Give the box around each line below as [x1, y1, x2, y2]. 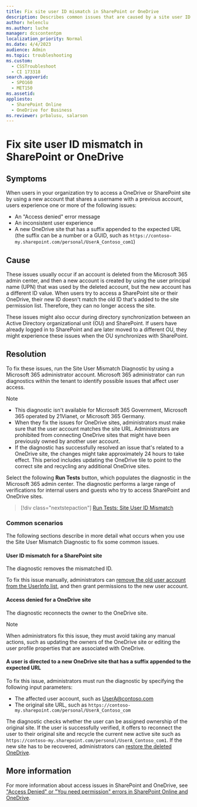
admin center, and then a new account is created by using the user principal [6, 277, 191, 284]
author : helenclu [6, 19, 49, 25]
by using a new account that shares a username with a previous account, [6, 195, 183, 203]
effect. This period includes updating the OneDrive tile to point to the [14, 456, 181, 463]
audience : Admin [6, 47, 46, 53]
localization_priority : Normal [6, 36, 83, 42]
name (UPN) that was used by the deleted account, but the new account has [6, 284, 192, 291]
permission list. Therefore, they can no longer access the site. [6, 302, 156, 309]
